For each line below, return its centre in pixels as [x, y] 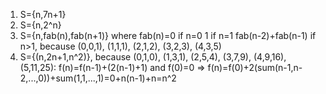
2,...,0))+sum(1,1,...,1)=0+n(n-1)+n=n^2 [98, 78]
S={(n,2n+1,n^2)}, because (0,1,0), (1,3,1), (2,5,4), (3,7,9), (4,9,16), [153, 57]
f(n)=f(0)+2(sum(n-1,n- [255, 67]
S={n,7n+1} [43, 14]
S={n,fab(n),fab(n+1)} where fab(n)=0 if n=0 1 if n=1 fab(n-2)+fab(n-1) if [168, 35]
